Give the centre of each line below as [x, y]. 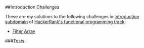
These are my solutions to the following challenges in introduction [72, 16]
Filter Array [24, 31]
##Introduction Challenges [32, 7]
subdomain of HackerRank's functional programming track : [66, 22]
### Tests [15, 41]
